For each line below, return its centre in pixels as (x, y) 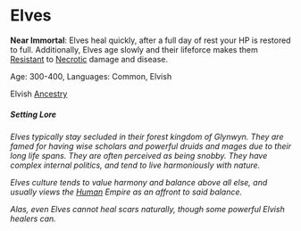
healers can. (33, 219)
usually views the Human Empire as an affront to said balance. (126, 192)
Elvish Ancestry (39, 94)
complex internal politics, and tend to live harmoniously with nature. (135, 165)
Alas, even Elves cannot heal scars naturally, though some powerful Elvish (147, 209)
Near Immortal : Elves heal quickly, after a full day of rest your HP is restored (150, 40)
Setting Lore (33, 114)
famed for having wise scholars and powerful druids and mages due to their (150, 146)
